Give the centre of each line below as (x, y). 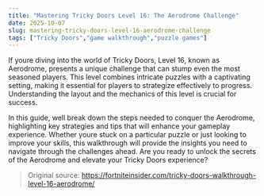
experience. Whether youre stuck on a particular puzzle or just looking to (128, 135)
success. (23, 102)
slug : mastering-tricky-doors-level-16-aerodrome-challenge (110, 30)
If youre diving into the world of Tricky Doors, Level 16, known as (114, 60)
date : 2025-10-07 (37, 23)
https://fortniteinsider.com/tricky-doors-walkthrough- (168, 175)
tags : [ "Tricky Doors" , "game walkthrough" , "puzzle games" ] (108, 38)
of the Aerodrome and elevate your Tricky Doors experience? (108, 160)
